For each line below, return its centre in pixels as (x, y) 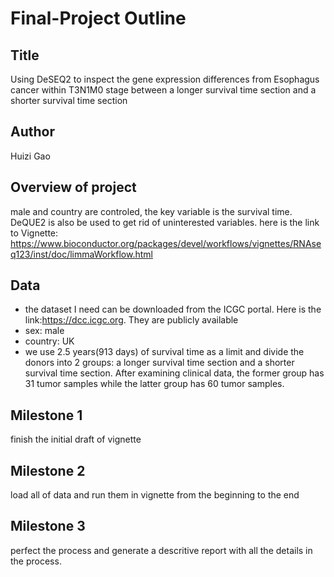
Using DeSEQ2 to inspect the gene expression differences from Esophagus (165, 79)
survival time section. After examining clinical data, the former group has (174, 373)
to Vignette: (34, 233)
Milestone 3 (48, 526)
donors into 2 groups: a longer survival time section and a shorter (159, 363)
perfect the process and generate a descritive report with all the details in (161, 550)
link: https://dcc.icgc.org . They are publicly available (131, 320)
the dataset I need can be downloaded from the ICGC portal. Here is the (173, 309)
